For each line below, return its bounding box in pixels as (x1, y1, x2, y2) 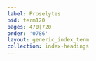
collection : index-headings (7, 43, 90, 50)
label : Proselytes (7, 10, 61, 18)
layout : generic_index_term (7, 36, 90, 43)
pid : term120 (7, 17, 46, 24)
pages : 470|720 (7, 23, 52, 30)
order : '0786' (7, 29, 49, 37)
